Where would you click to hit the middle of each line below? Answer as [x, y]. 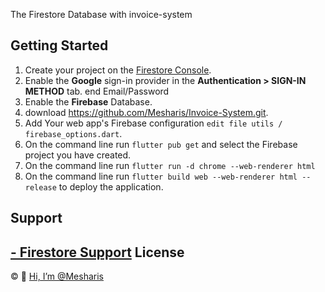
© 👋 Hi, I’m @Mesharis [57, 276]
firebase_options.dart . [73, 133]
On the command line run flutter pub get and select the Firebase [161, 144]
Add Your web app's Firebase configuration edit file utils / [153, 123]
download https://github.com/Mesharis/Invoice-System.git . [146, 112]
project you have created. [78, 155]
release [40, 187]
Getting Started [59, 45]
